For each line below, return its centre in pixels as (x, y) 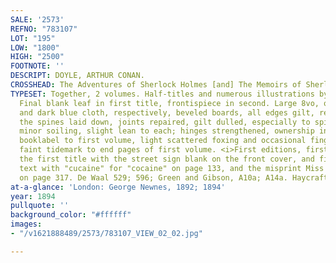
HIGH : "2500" (37, 57)
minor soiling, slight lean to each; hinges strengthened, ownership (167, 131)
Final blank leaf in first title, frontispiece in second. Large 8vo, (169, 103)
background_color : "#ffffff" (71, 215)
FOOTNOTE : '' (37, 66)
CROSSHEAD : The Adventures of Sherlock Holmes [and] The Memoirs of (156, 85)
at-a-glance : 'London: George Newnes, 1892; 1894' (118, 187)
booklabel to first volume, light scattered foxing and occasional (163, 141)
